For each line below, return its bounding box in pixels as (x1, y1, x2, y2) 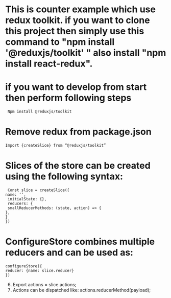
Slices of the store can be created (5, 160, 151, 172)
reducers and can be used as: (5, 247, 134, 259)
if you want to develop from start (5, 81, 147, 93)
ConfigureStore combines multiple (5, 236, 155, 247)
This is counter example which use (5, 4, 156, 15)
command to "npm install (5, 36, 115, 48)
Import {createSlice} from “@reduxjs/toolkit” (5, 143, 106, 148)
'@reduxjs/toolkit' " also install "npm (5, 47, 166, 59)
